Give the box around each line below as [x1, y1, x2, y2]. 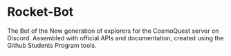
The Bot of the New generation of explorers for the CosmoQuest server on [7, 27, 219, 35]
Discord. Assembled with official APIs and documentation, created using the [7, 33, 224, 42]
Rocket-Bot [7, 4, 74, 20]
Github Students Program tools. [7, 41, 97, 49]
